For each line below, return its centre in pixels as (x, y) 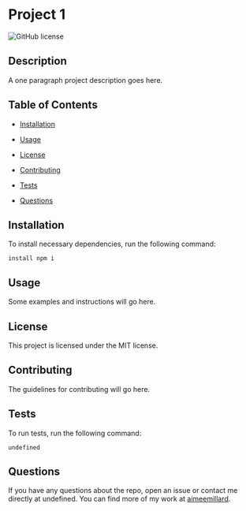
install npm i (32, 259)
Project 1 (37, 15)
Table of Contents (53, 105)
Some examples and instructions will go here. (82, 302)
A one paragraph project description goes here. (86, 80)
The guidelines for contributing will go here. (79, 389)
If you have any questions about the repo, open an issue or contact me (123, 490)
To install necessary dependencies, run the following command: (112, 244)
